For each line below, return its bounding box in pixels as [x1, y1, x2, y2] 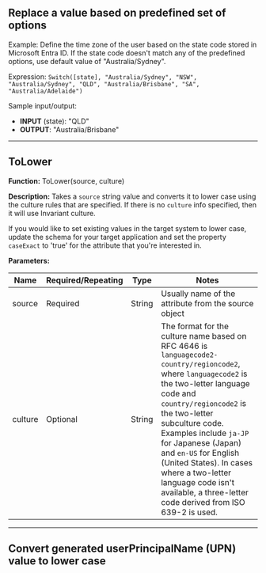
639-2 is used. [161, 507, 218, 518]
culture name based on [161, 330, 247, 341]
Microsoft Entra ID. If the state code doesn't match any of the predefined [8, 47, 245, 58]
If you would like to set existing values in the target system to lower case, [8, 223, 247, 233]
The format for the [161, 321, 230, 332]
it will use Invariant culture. [8, 208, 97, 218]
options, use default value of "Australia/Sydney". [8, 56, 166, 66]
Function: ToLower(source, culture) [8, 176, 125, 185]
